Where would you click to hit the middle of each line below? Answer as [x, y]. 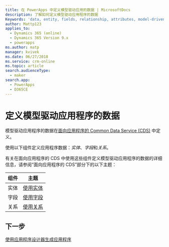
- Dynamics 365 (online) [36, 33]
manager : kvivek [22, 52]
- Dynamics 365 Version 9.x [39, 38]
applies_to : [18, 29]
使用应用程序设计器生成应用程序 [38, 239]
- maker [18, 75]
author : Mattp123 [23, 24]
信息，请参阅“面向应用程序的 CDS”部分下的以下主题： [61, 164]
